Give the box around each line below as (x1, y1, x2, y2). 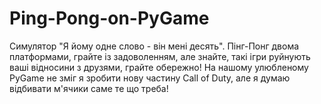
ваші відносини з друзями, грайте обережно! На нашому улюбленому (9, 61, 309, 73)
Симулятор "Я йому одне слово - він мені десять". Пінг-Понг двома (9, 40, 300, 52)
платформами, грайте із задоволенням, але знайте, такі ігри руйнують (9, 50, 311, 62)
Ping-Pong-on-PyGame (9, 7, 210, 30)
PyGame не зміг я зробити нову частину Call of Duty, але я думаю (9, 72, 291, 84)
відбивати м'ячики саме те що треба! (9, 82, 169, 94)
